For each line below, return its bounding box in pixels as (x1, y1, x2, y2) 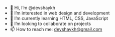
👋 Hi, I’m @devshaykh (10, 5, 56, 10)
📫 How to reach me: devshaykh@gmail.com (10, 26, 102, 32)
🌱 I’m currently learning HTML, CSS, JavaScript (10, 15, 108, 21)
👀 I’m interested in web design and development (10, 10, 110, 16)
